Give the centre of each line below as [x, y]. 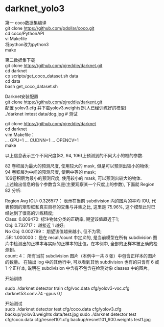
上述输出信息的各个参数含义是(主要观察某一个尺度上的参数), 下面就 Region [80, 184]
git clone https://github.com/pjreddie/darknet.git [54, 65]
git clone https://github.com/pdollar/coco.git [50, 28]
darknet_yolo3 [35, 9]
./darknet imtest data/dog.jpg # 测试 [41, 114]
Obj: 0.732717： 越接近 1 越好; [35, 225]
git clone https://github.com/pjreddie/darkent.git [54, 102]
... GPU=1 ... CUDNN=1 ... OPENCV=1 [42, 140]
